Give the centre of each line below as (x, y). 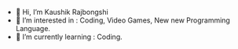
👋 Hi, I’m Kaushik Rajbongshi (62, 12)
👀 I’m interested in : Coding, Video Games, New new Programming (123, 20)
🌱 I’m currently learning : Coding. (69, 37)
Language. (33, 28)
